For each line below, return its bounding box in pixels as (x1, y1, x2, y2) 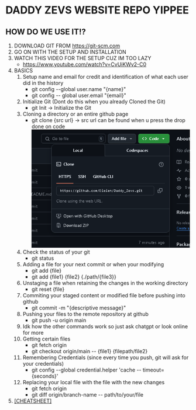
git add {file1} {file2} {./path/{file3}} (31, 273, 116, 280)
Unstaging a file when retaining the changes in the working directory (22, 279, 188, 286)
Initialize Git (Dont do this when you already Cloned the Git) (22, 98, 166, 105)
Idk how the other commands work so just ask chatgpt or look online (22, 322, 188, 330)
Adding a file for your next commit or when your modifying (22, 260, 164, 267)
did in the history (22, 79, 64, 86)
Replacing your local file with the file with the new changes (22, 378, 165, 385)
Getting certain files (22, 335, 71, 342)
